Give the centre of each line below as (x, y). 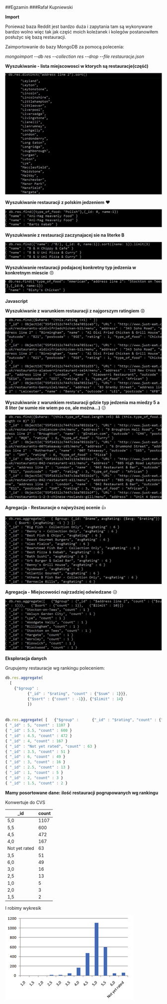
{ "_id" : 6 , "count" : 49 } (35, 757)
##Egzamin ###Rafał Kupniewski (39, 7)
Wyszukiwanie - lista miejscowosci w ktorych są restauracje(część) (77, 66)
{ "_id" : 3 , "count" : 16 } (35, 762)
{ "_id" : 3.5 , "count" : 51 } (38, 752)
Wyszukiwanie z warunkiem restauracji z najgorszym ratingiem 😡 (75, 311)
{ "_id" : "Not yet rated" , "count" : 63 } (51, 746)
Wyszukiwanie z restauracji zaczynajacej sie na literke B (65, 235)
